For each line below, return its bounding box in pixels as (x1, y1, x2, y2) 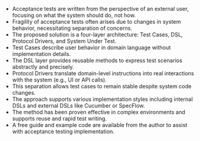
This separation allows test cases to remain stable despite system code (12, 83, 192, 90)
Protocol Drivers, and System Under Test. (12, 38, 117, 44)
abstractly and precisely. (12, 63, 74, 70)
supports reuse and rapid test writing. (12, 115, 107, 122)
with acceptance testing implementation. (12, 128, 115, 135)
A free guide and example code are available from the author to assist (12, 122, 188, 128)
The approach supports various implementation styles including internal (12, 95, 193, 103)
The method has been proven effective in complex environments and (12, 109, 186, 115)
